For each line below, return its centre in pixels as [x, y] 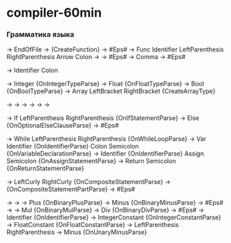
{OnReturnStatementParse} [45, 169]
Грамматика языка [40, 35]
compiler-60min [54, 13]
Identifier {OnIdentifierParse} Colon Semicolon [73, 146]
